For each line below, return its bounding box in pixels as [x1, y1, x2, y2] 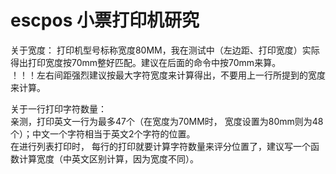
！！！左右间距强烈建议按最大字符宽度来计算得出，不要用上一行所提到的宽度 [10, 69, 326, 81]
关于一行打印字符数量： [10, 102, 107, 115]
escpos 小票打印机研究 [10, 9, 200, 32]
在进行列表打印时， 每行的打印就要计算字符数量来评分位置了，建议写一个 [10, 140, 311, 152]
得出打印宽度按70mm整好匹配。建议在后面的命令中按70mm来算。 [10, 56, 282, 68]
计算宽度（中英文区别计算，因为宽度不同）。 [18, 152, 199, 165]
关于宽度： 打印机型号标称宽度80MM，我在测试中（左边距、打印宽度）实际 [10, 44, 320, 56]
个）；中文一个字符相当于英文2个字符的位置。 [10, 127, 196, 140]
